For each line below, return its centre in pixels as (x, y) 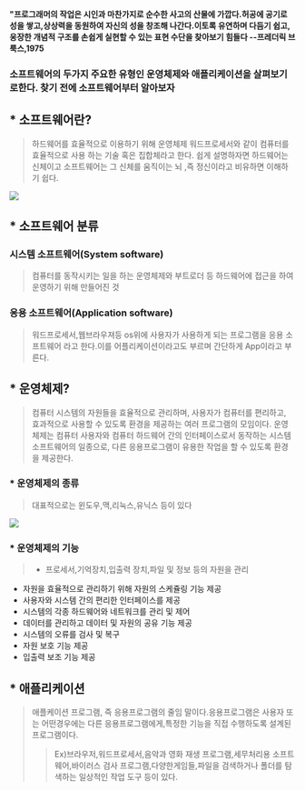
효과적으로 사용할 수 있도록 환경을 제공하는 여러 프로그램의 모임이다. (152, 424)
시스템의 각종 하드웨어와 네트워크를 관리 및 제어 (106, 612)
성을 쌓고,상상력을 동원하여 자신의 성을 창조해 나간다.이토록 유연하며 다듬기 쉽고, (150, 25)
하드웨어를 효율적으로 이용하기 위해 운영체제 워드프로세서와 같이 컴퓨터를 (160, 144)
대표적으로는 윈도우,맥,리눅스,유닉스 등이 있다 (112, 505)
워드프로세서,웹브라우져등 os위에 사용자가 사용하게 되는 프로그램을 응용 (157, 335)
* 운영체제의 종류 (44, 484)
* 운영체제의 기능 (44, 547)
